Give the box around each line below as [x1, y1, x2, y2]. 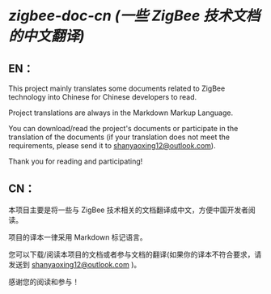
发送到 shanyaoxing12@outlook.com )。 [8, 259, 142, 269]
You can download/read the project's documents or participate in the [8, 124, 239, 133]
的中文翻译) [8, 27, 85, 45]
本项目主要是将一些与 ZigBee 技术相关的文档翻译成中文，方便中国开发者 [8, 205, 249, 215]
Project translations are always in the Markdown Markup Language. [8, 108, 233, 117]
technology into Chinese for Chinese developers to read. [8, 92, 197, 101]
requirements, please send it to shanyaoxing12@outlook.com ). [8, 141, 216, 150]
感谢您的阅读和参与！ [8, 276, 79, 287]
